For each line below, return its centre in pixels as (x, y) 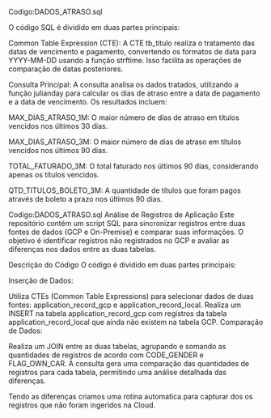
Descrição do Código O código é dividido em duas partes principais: (123, 265)
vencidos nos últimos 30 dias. (58, 126)
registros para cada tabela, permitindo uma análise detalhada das (117, 372)
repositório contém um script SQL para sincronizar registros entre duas (127, 223)
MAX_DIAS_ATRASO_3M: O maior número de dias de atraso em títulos (125, 142)
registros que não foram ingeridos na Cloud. (82, 405)
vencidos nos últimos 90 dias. (58, 150)
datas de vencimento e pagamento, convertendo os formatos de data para (132, 51)
